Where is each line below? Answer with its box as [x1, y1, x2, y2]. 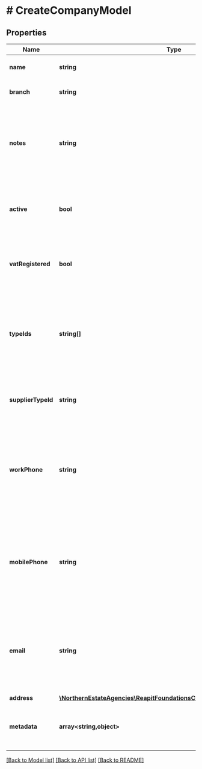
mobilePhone [9, 558, 48, 566]
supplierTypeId [9, 396, 54, 404]
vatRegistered [9, 260, 50, 268]
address [9, 694, 34, 702]
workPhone [9, 466, 43, 473]
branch [9, 88, 31, 96]
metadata [9, 722, 37, 731]
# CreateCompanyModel [6, 4, 132, 17]
